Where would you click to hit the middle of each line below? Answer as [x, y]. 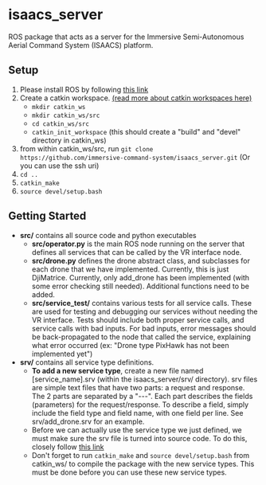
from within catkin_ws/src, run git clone [86, 148]
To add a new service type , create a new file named [117, 370]
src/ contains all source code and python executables [108, 235]
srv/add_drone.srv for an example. [88, 421]
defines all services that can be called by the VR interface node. [137, 252]
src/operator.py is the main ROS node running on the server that [138, 244]
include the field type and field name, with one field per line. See [137, 413]
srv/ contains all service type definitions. [87, 362]
